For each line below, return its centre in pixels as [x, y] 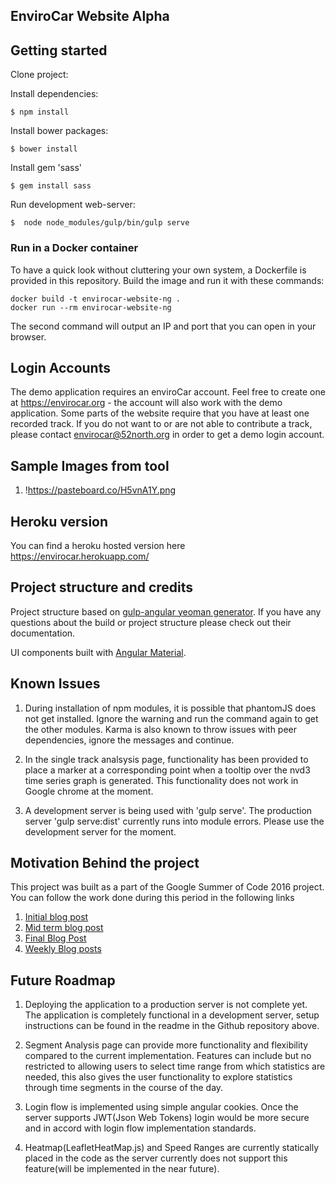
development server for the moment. [100, 831]
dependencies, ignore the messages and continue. [129, 740]
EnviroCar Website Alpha [90, 16]
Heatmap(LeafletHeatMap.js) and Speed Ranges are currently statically [172, 1148]
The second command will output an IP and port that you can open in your [163, 326]
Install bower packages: [59, 131]
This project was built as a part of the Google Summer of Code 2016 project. [167, 887]
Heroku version [59, 521]
